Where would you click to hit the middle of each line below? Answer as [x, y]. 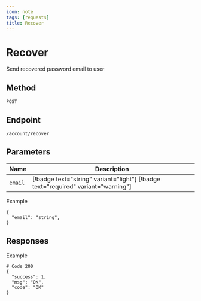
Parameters [28, 152]
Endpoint [23, 120]
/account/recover [28, 133]
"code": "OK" [28, 287]
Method [21, 88]
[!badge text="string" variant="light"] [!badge [96, 179]
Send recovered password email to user [55, 69]
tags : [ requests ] [28, 17]
